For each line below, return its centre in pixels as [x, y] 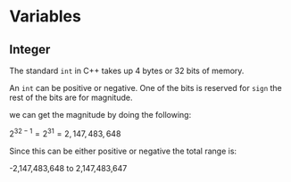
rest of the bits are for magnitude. [71, 97]
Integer [30, 50]
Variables [46, 17]
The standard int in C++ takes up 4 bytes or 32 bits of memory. [127, 70]
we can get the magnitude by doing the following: [100, 115]
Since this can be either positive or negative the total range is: [123, 151]
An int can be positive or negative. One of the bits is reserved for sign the [146, 88]
